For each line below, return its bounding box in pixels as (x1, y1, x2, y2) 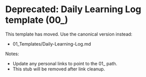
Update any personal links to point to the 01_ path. (12, 60, 118, 66)
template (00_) (5, 14, 68, 26)
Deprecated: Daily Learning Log (5, 4, 141, 15)
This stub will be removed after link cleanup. (12, 66, 105, 72)
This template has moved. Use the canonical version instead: (5, 31, 133, 37)
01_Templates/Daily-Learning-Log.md (12, 41, 91, 47)
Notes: (5, 51, 19, 57)
